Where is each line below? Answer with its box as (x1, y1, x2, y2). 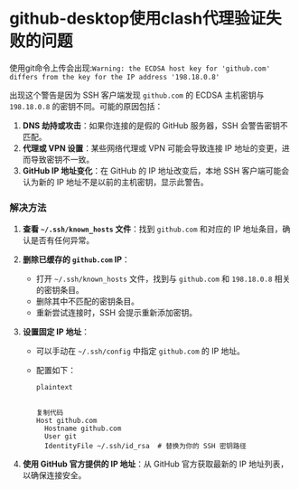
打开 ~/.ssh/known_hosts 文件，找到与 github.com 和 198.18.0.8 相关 (35, 273, 291, 285)
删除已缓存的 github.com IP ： (22, 254, 131, 265)
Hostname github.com (43, 424, 122, 434)
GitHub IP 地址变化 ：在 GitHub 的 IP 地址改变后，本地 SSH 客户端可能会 (22, 165, 290, 176)
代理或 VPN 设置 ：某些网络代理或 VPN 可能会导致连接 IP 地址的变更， (22, 142, 283, 154)
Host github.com (35, 417, 98, 426)
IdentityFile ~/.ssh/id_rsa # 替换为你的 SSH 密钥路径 (43, 442, 247, 451)
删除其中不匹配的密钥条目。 (35, 296, 140, 307)
